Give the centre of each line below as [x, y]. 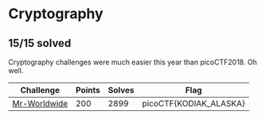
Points [88, 90]
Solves [121, 90]
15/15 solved [40, 43]
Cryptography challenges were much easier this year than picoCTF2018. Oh [132, 62]
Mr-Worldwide [40, 104]
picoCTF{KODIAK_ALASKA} [193, 104]
